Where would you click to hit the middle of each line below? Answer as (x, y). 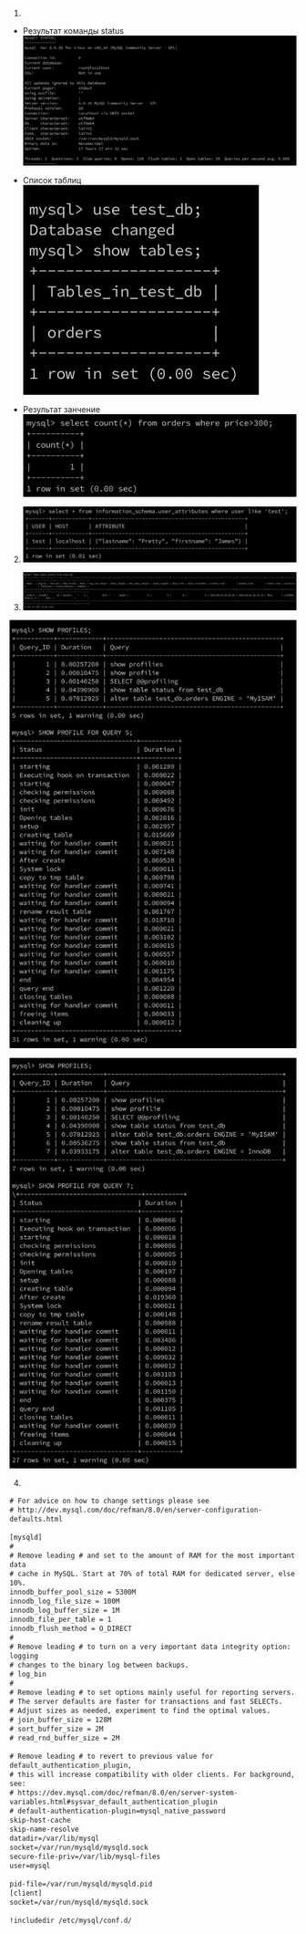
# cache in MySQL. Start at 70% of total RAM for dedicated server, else (153, 1574)
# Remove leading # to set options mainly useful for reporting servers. (153, 1693)
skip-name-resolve (44, 1830)
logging (24, 1656)
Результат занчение (61, 410)
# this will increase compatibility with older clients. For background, (153, 1775)
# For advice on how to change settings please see (109, 1501)
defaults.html (36, 1519)
